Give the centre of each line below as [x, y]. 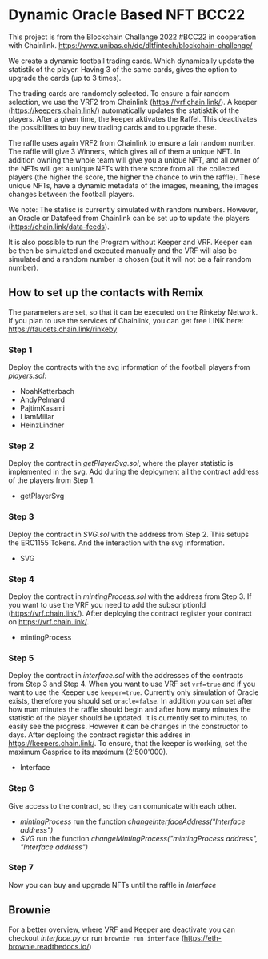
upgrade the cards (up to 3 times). [65, 78]
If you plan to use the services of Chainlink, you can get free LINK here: [126, 320]
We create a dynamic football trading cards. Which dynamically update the [131, 61]
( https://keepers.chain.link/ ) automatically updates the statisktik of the [124, 110]
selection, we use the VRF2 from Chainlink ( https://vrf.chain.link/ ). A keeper [133, 102]
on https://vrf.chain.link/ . [49, 621]
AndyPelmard [42, 400]
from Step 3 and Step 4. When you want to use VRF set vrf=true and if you [132, 684]
